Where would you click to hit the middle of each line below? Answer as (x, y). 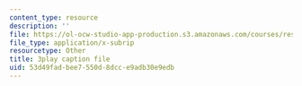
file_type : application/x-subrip (72, 43)
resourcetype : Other (48, 51)
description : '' (40, 26)
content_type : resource (54, 17)
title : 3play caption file (60, 59)
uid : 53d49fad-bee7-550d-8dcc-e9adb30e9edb (92, 68)
